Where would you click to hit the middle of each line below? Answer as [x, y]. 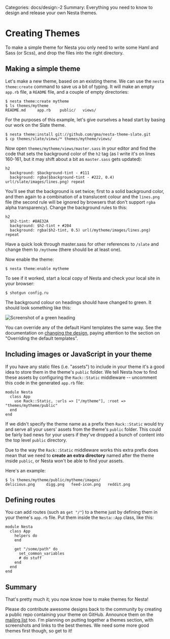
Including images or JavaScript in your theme [79, 354]
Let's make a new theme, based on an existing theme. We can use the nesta [85, 81]
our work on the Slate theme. [36, 125]
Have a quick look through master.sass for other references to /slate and [82, 244]
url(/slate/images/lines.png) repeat [45, 182]
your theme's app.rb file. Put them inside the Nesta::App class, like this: [79, 518]
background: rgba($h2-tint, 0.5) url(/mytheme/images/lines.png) [80, 230]
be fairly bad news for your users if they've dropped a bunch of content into [85, 434]
